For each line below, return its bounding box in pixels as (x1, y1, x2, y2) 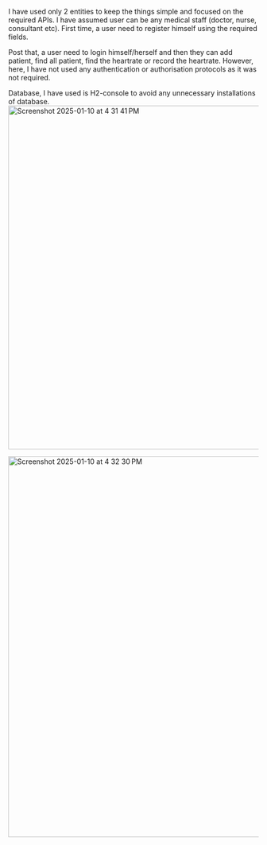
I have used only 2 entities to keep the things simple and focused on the (8, 7, 244, 16)
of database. (8, 97, 50, 106)
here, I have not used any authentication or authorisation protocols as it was (8, 64, 257, 74)
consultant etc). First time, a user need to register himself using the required (8, 24, 258, 33)
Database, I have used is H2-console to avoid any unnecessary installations (8, 88, 256, 98)
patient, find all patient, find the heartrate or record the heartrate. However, (8, 56, 254, 65)
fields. (8, 32, 29, 41)
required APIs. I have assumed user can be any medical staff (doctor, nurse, (8, 15, 257, 25)
